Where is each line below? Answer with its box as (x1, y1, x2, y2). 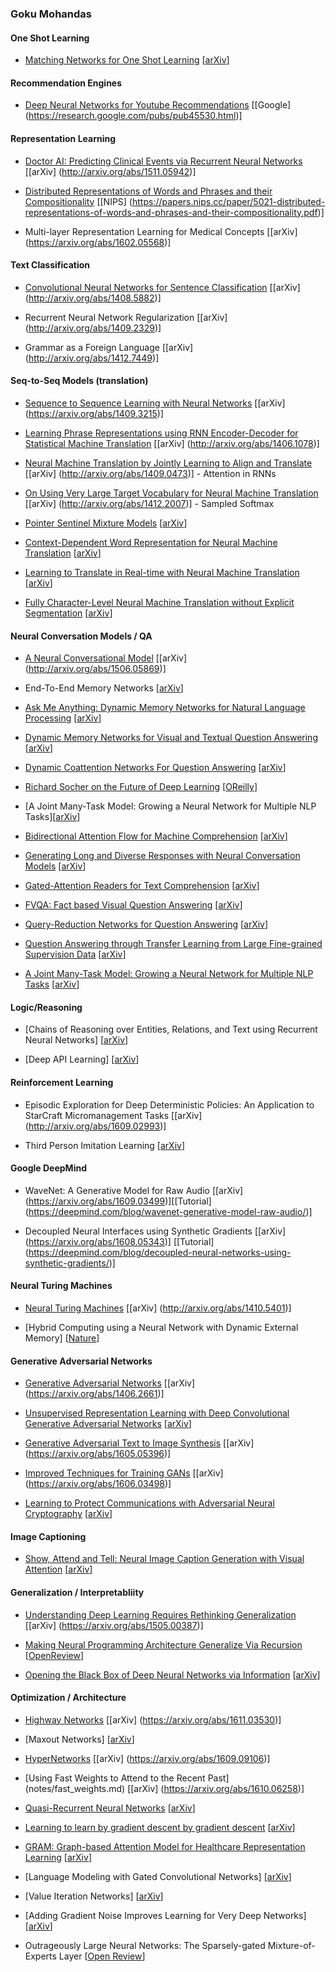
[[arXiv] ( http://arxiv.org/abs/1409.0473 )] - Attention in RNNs (24, 467, 277, 479)
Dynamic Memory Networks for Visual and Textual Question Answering (24, 732, 318, 744)
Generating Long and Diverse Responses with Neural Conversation (24, 850, 301, 862)
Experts (24, 1950, 57, 1962)
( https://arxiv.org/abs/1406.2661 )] (24, 1388, 165, 1400)
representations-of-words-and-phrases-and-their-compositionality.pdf (24, 206, 318, 218)
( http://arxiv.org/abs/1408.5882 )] (24, 292, 162, 304)
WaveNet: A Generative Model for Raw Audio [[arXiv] (24, 1184, 244, 1196)
